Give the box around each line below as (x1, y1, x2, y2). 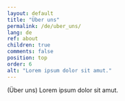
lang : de (7, 29, 32, 36)
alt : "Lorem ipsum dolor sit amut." (7, 67, 112, 74)
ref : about (7, 35, 38, 42)
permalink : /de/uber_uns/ (7, 23, 81, 29)
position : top (7, 55, 48, 61)
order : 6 (7, 61, 32, 68)
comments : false (7, 48, 54, 55)
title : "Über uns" (7, 16, 60, 23)
